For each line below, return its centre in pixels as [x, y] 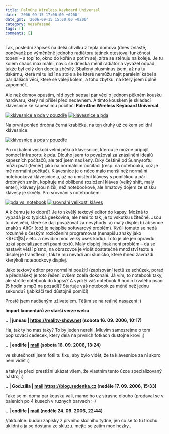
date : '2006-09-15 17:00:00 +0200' [43, 15]
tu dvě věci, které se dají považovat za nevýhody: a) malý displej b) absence [84, 223]
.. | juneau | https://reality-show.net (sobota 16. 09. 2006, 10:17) [74, 320]
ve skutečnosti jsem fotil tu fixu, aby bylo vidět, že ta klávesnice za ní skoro [83, 355]
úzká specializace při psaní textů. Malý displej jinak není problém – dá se [80, 244]
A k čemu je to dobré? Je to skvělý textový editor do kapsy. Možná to [77, 212]
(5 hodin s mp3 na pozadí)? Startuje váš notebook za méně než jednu [77, 286]
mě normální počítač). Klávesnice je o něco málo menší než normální [76, 171]
